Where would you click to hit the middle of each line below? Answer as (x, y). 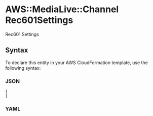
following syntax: (23, 68)
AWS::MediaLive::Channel (62, 9)
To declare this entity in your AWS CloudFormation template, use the (76, 63)
